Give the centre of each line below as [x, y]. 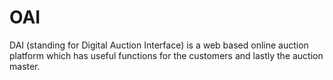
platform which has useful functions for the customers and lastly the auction [166, 55]
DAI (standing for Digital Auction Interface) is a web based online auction [159, 45]
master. [25, 66]
